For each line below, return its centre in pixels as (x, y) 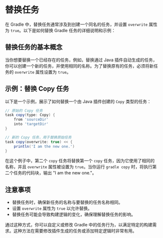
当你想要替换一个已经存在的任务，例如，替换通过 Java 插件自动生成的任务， (81, 60)
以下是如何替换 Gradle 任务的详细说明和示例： (70, 30)
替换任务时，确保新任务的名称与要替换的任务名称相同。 (67, 203)
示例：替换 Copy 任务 (37, 89)
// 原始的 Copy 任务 (24, 110)
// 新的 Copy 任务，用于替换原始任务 (38, 137)
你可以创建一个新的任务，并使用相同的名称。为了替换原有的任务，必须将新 (79, 66)
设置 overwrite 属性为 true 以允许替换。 (52, 208)
